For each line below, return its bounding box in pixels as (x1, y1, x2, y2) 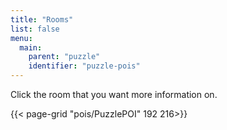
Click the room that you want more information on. (10, 89, 218, 100)
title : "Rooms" (10, 14, 74, 25)
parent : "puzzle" (28, 52, 101, 62)
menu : (10, 33, 33, 43)
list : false (10, 24, 60, 34)
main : (19, 42, 43, 53)
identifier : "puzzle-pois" (28, 61, 141, 71)
